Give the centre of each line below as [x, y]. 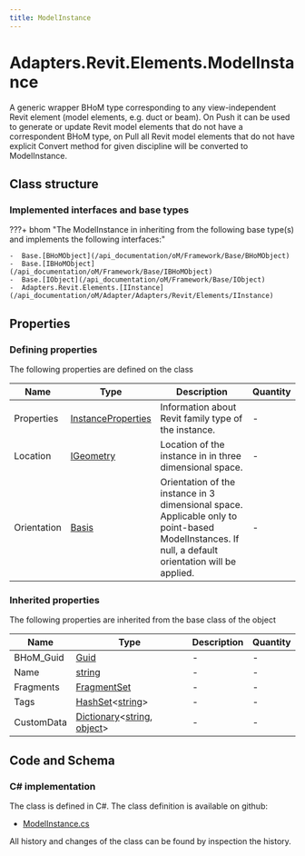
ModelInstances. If [200, 539]
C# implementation [53, 786]
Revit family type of [202, 418]
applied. [177, 572]
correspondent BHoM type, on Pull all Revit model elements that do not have [152, 136]
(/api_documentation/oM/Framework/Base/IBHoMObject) [111, 272]
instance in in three [201, 455]
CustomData [41, 722]
